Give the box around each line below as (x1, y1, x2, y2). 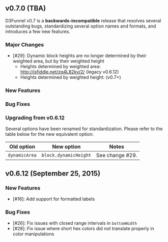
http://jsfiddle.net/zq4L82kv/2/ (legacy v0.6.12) (20, 69, 119, 75)
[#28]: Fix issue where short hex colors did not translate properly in (12, 226, 154, 232)
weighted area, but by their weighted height (12, 58, 104, 64)
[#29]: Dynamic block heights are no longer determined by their (12, 53, 147, 59)
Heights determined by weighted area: (20, 64, 101, 70)
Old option (9, 143, 36, 150)
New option (52, 143, 81, 150)
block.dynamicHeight (41, 153, 92, 158)
